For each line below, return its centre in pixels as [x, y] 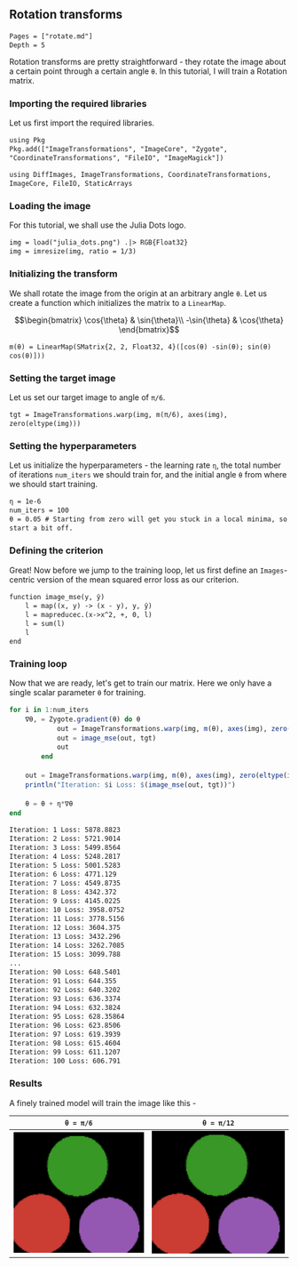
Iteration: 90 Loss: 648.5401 [65, 973]
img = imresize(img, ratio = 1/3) [73, 252]
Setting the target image [63, 378]
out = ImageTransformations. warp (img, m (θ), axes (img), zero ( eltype [154, 776]
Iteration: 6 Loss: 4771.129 [63, 875]
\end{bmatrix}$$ [149, 329]
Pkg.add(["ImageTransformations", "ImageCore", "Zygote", [118, 149]
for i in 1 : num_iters [49, 710]
